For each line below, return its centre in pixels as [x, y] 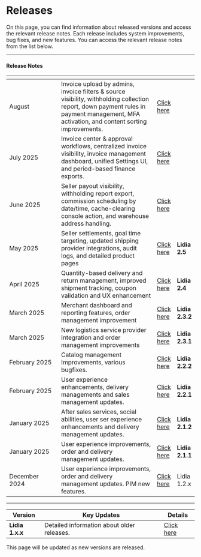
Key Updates [101, 515]
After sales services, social [98, 412]
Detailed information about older [90, 525]
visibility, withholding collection [105, 99]
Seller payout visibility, [92, 186]
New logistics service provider [103, 330]
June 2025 [25, 205]
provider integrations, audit [99, 248]
